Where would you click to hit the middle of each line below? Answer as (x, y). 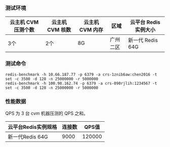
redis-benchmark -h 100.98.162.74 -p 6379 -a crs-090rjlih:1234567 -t (81, 83)
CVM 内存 (91, 30)
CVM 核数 (59, 30)
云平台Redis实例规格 (32, 127)
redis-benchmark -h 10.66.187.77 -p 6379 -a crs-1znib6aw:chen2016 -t (81, 74)
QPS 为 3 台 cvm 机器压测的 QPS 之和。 (47, 113)
